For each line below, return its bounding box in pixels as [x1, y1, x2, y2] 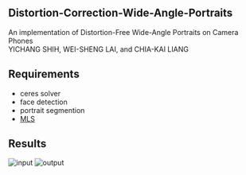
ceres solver [19, 88, 61, 98]
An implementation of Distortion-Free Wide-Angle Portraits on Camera [8, 27, 239, 37]
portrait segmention [19, 105, 85, 115]
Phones [8, 36, 33, 45]
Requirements [8, 68, 80, 81]
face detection [19, 97, 68, 107]
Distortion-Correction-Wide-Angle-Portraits [8, 6, 233, 20]
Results [8, 137, 47, 150]
